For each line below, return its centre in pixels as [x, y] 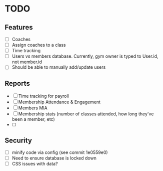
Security [18, 140]
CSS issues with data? [35, 164]
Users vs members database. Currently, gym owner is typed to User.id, [85, 56]
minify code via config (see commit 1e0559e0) [60, 152]
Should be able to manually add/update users [59, 67]
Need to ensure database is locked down [54, 158]
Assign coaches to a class [39, 45]
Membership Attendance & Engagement [59, 102]
